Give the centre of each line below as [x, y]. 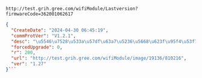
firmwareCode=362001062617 [39, 14]
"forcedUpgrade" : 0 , [37, 47]
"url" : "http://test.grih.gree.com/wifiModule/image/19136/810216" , [99, 58]
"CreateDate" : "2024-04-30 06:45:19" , [60, 30]
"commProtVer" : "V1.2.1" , [44, 36]
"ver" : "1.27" [29, 64]
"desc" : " [23, 41]
